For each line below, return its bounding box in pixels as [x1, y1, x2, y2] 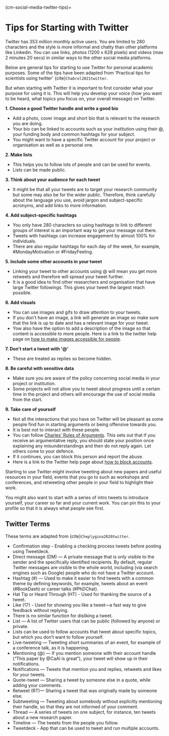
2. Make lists [5, 151, 33, 158]
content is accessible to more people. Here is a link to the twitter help [12, 330, 157, 337]
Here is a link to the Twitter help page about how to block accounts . [12, 459, 153, 465]
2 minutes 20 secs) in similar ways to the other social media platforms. [5, 54, 152, 60]
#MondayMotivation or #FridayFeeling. [12, 249, 93, 255]
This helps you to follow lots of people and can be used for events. [12, 161, 151, 167]
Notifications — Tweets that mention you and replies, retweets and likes [12, 666, 162, 672]
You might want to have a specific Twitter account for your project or [12, 136, 156, 143]
